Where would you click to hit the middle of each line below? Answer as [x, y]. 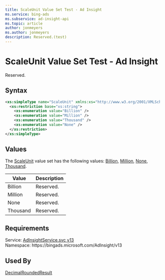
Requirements [27, 228]
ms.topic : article [24, 23]
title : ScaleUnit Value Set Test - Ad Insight [54, 10]
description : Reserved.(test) [36, 37]
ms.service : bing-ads [27, 14]
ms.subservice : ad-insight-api [37, 19]
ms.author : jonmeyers [27, 32]
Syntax [16, 91]
